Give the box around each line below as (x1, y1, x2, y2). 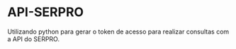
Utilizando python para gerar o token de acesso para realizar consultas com (7, 27, 230, 36)
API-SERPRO (7, 4, 84, 20)
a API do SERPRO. (7, 34, 60, 43)
